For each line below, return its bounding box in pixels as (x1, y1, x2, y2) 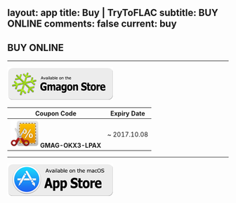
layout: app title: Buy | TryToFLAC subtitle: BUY (7, 7, 219, 19)
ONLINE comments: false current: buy (7, 18, 177, 30)
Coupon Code (34, 109, 77, 118)
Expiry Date (110, 109, 145, 118)
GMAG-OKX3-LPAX (39, 141, 102, 149)
